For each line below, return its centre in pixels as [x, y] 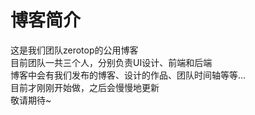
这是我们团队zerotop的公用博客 [74, 50]
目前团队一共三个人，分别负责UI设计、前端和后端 [111, 62]
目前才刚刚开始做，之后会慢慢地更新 [85, 87]
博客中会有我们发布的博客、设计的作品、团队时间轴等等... [128, 75]
